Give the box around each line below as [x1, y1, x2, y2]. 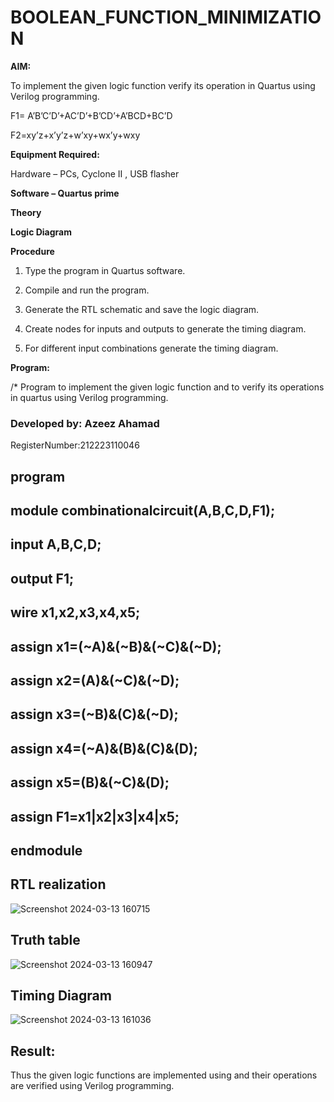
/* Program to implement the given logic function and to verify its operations [10, 381, 325, 393]
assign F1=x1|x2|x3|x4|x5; [10, 808, 180, 825]
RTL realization [10, 876, 107, 893]
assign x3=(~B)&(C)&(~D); [10, 706, 179, 723]
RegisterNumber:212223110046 [10, 439, 140, 451]
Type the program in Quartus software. [24, 264, 186, 276]
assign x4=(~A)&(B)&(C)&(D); [10, 740, 199, 757]
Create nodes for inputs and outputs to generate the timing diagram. [24, 322, 307, 335]
